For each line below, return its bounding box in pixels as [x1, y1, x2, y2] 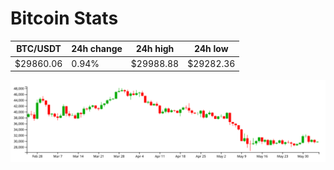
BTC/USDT [16, 43, 62, 55]
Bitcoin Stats [10, 7, 119, 30]
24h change [71, 43, 123, 55]
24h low [193, 43, 229, 55]
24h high [135, 43, 175, 55]
